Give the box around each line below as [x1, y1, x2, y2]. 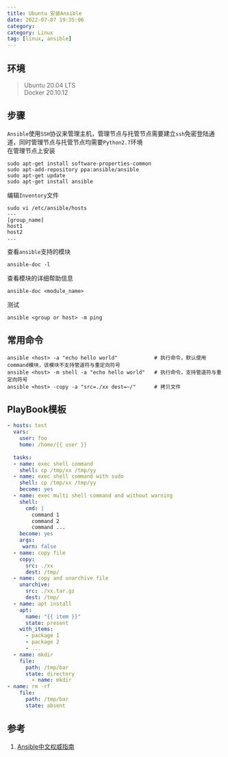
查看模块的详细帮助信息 [7, 274, 73, 282]
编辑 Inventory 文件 [7, 191, 60, 199]
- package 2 [25, 639, 60, 645]
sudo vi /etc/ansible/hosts [7, 205, 88, 211]
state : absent [25, 702, 66, 709]
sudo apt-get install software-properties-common [7, 160, 152, 167]
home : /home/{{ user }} [19, 441, 88, 448]
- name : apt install [13, 600, 72, 607]
